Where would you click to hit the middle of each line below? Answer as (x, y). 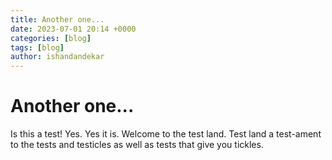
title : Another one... (57, 19)
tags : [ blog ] (37, 47)
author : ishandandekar (57, 57)
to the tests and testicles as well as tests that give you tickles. (137, 145)
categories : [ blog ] (51, 38)
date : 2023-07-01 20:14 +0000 (73, 29)
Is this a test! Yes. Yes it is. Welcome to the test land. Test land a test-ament (166, 134)
